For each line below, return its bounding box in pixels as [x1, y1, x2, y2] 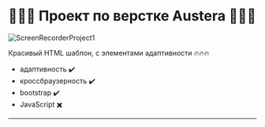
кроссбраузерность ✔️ [19, 76, 96, 85]
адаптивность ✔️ [19, 64, 76, 74]
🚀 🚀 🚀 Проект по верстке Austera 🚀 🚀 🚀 [8, 7, 256, 25]
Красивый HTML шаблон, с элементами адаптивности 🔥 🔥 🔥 [8, 48, 210, 57]
